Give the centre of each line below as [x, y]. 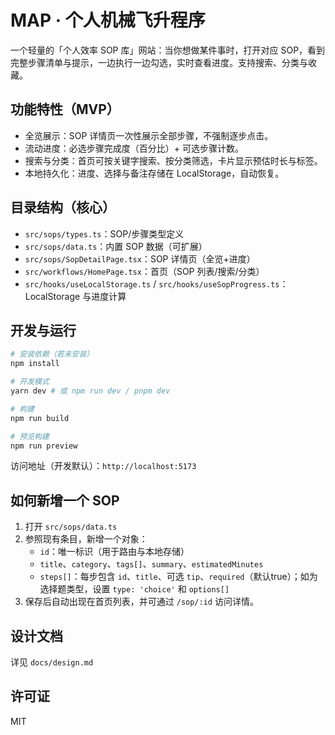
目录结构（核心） [63, 207]
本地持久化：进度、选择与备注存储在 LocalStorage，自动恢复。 [154, 173]
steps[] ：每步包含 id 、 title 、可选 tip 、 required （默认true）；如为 [178, 577]
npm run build [40, 418]
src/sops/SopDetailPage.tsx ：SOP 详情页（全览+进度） [140, 258]
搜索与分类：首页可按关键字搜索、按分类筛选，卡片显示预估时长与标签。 [173, 160]
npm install [35, 364]
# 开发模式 [30, 382]
